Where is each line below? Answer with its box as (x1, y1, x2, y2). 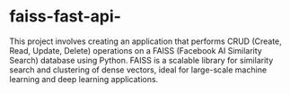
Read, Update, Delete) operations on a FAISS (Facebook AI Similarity (9, 45, 262, 55)
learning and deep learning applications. (9, 73, 159, 84)
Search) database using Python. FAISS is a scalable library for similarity (9, 55, 274, 65)
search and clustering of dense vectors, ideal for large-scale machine (9, 64, 268, 75)
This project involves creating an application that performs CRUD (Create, (9, 36, 283, 46)
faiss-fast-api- (9, 6, 121, 27)
